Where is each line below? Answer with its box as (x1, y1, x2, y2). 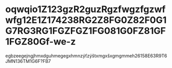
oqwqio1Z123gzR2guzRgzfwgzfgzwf (5, 4, 166, 15)
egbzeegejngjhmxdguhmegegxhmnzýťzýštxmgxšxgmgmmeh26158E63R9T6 (5, 52, 167, 59)
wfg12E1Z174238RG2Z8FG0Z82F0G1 (5, 14, 167, 26)
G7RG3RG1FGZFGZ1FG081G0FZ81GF (5, 25, 166, 37)
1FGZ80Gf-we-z (5, 36, 76, 48)
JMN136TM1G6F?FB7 (5, 58, 51, 64)
